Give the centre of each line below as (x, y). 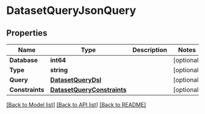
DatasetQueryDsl (76, 80)
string (59, 70)
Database (24, 60)
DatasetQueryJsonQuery (71, 11)
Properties (27, 33)
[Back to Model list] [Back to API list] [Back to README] (76, 105)
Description (150, 50)
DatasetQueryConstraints (88, 90)
